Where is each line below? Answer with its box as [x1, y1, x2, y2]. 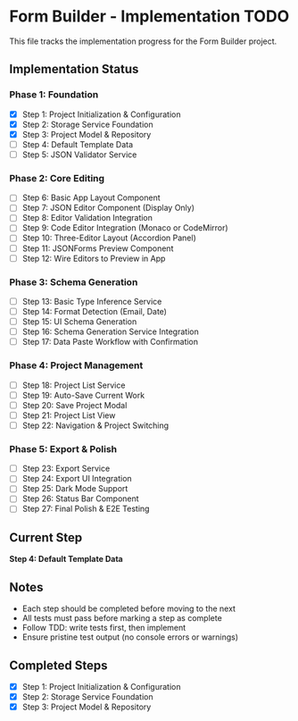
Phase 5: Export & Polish [9, 442, 118, 455]
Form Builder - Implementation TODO [9, 6, 290, 27]
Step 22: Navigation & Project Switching [21, 420, 170, 431]
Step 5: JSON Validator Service [21, 149, 137, 160]
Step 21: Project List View [21, 409, 116, 421]
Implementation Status [9, 62, 139, 77]
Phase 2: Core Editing [9, 172, 105, 184]
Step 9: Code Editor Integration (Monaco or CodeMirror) [21, 222, 229, 233]
